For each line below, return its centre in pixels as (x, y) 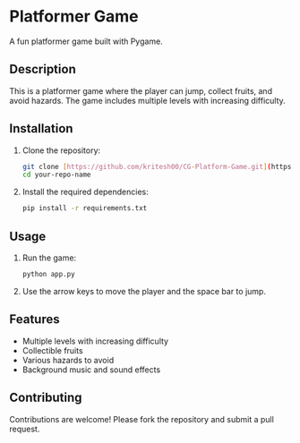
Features (34, 319)
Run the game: (49, 258)
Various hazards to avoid (68, 360)
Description (43, 69)
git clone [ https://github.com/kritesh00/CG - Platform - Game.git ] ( (146, 166)
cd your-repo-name (56, 175)
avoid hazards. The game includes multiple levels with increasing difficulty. (148, 100)
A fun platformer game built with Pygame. (86, 41)
